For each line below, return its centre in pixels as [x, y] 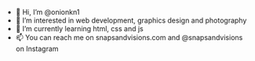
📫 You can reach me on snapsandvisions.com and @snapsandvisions [129, 38]
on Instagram [37, 48]
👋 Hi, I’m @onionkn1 [47, 12]
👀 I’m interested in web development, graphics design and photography [131, 20]
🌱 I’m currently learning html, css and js [79, 29]
